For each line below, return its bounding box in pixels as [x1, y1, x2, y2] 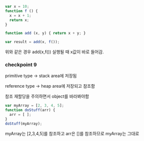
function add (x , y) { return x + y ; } [5, 31, 86, 36]
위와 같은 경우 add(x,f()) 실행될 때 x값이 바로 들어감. [5, 49, 104, 55]
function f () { [5, 8, 38, 14]
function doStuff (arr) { [5, 108, 55, 113]
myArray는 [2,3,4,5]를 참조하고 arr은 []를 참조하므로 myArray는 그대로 [5, 130, 140, 136]
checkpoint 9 [5, 62, 37, 68]
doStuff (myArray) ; [5, 121, 42, 126]
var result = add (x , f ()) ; [5, 40, 60, 45]
